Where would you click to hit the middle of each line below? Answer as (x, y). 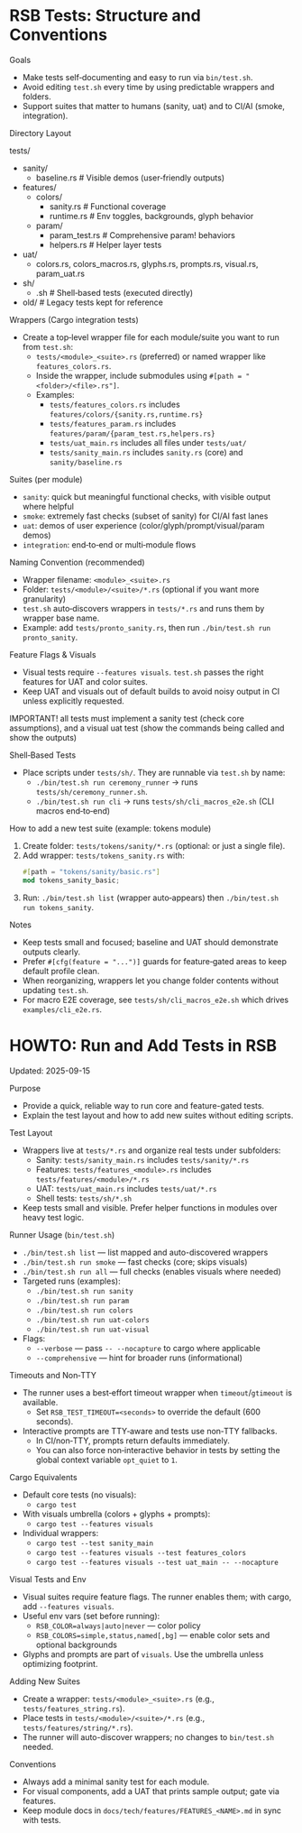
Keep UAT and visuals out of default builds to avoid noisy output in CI (151, 691)
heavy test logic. (53, 1217)
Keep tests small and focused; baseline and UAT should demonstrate (150, 942)
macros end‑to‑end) (73, 811)
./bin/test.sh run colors (84, 1310)
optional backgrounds (76, 1644)
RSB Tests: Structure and (105, 16)
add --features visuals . (68, 1606)
